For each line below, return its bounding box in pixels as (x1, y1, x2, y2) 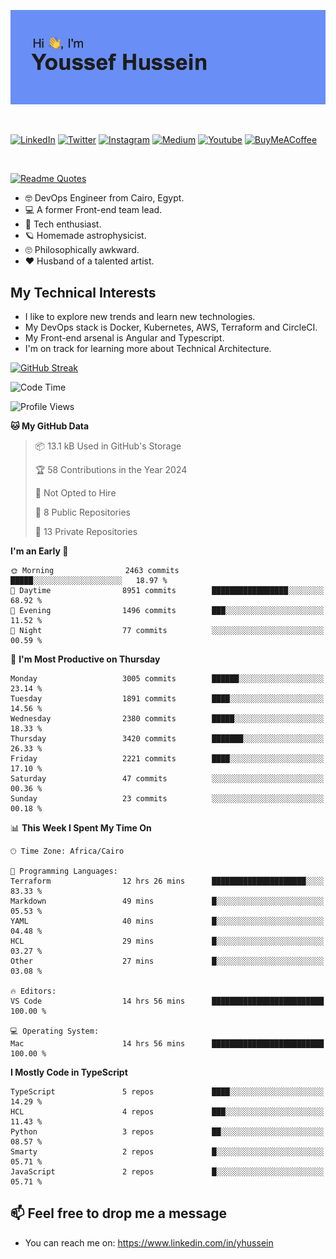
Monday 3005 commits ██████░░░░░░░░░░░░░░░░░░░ (10, 674, 325, 684)
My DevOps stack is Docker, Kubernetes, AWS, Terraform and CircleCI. (24, 321, 318, 333)
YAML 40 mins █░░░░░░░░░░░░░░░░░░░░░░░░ (10, 916, 325, 926)
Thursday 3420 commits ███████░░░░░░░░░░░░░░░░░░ (10, 734, 325, 744)
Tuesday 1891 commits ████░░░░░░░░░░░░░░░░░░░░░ (10, 694, 325, 704)
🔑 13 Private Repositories (34, 526, 138, 537)
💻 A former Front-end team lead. (24, 204, 163, 216)
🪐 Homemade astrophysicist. (24, 230, 147, 242)
